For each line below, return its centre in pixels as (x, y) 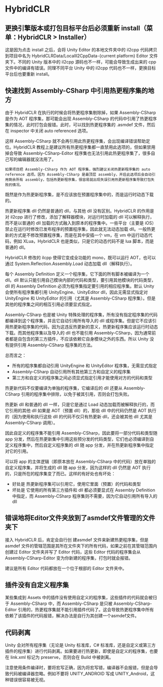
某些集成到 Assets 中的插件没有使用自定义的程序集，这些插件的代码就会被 (79, 598)
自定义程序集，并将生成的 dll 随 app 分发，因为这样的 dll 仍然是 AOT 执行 (78, 468)
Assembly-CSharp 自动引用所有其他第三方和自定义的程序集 (71, 371)
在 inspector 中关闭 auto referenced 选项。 (48, 131)
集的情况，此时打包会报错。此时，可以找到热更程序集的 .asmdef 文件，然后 (80, 124)
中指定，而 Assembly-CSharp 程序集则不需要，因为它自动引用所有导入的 (85, 496)
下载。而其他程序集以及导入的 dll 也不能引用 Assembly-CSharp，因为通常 (78, 333)
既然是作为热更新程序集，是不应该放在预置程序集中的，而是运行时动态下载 (79, 194)
